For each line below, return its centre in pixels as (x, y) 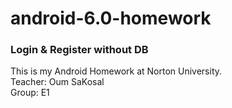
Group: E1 (30, 93)
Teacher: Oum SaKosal (57, 82)
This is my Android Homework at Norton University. (116, 71)
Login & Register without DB (79, 50)
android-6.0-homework (111, 18)
